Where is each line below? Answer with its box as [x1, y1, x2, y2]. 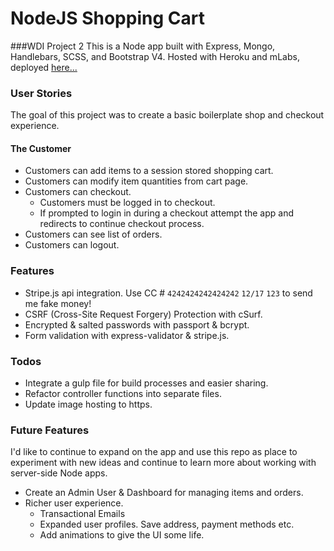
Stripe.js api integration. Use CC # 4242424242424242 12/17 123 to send [24, 287, 313, 299]
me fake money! [24, 297, 92, 309]
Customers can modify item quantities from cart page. [24, 175, 249, 187]
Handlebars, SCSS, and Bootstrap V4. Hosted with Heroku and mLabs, [10, 50, 300, 62]
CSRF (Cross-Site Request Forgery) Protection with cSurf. [24, 308, 263, 320]
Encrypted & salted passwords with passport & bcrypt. [24, 318, 250, 331]
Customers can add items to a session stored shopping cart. [24, 165, 274, 177]
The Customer [10, 142, 72, 154]
